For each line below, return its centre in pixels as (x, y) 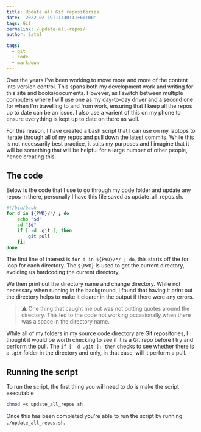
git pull (39, 236)
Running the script (42, 372)
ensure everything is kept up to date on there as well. (73, 119)
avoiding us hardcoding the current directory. (63, 272)
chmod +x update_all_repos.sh (45, 405)
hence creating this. (31, 157)
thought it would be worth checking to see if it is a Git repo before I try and (100, 340)
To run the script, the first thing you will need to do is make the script (93, 387)
